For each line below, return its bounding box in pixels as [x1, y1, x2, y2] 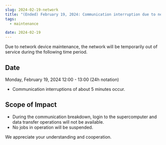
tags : [5, 16, 16, 21]
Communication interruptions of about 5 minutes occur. [12, 86, 125, 92]
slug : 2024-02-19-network [5, 7, 58, 12]
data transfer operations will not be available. [12, 119, 104, 125]
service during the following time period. [5, 49, 88, 55]
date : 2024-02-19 [5, 30, 41, 35]
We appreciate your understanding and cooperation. [5, 134, 112, 140]
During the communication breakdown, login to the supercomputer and [12, 114, 157, 120]
